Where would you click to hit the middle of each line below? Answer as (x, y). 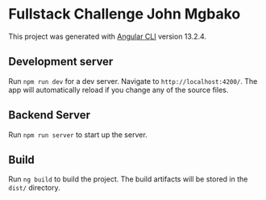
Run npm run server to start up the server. (78, 135)
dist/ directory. (34, 188)
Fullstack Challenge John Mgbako (125, 14)
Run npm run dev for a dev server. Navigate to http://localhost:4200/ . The (133, 81)
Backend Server (50, 115)
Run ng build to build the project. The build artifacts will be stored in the (128, 179)
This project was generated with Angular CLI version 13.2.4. (108, 36)
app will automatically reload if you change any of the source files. (118, 90)
